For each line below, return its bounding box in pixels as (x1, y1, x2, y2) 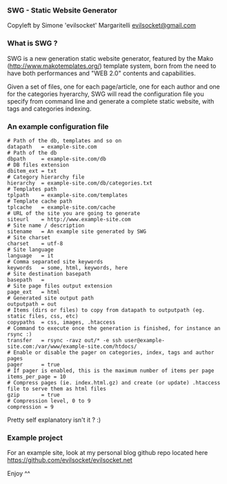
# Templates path (7, 185, 57, 192)
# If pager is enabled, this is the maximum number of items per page (7, 367, 215, 374)
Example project (7, 433, 63, 443)
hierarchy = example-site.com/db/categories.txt (7, 179, 153, 187)
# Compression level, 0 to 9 (7, 397, 91, 404)
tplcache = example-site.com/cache (7, 203, 116, 211)
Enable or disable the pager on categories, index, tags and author (13, 348, 215, 356)
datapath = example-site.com (7, 143, 97, 150)
